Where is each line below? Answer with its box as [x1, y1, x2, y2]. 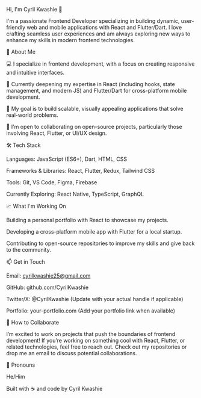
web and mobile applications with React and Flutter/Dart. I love [26, 24, 182, 31]
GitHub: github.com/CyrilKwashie [6, 284, 89, 291]
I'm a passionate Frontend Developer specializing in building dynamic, [6, 17, 180, 24]
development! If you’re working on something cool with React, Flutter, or [6, 337, 185, 344]
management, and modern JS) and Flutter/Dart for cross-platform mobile [6, 87, 187, 94]
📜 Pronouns [6, 361, 36, 368]
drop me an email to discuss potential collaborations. [6, 350, 137, 356]
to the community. [6, 246, 51, 253]
